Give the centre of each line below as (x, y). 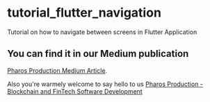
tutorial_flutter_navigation (84, 13)
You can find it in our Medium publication (98, 54)
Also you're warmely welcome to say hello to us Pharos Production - (105, 84)
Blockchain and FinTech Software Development (75, 91)
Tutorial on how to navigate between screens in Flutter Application (102, 32)
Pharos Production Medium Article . (57, 70)
